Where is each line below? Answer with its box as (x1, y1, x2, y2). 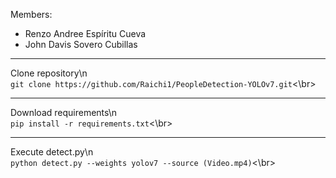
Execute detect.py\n (10, 146, 94, 158)
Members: (10, 9, 53, 20)
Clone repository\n (10, 67, 88, 79)
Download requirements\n (10, 107, 118, 118)
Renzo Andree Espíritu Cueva (24, 28, 147, 39)
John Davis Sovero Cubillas (24, 39, 138, 50)
